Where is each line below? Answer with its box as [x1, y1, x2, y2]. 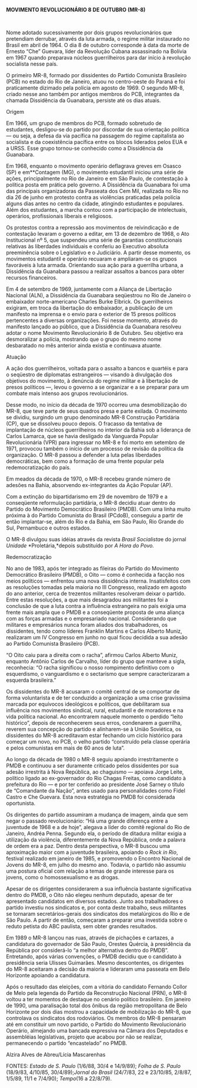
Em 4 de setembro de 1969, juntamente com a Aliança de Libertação [6, 285, 172, 292]
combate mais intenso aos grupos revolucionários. [6, 390, 129, 397]
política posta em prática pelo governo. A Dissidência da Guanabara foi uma [6, 181, 191, 188]
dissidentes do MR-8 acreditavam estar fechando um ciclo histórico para [6, 732, 183, 739]
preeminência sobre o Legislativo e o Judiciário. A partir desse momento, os [6, 249, 191, 256]
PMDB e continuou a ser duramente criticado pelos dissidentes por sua [6, 762, 179, 769]
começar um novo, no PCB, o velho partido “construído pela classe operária [6, 738, 190, 745]
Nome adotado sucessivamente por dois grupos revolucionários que [6, 29, 172, 36]
